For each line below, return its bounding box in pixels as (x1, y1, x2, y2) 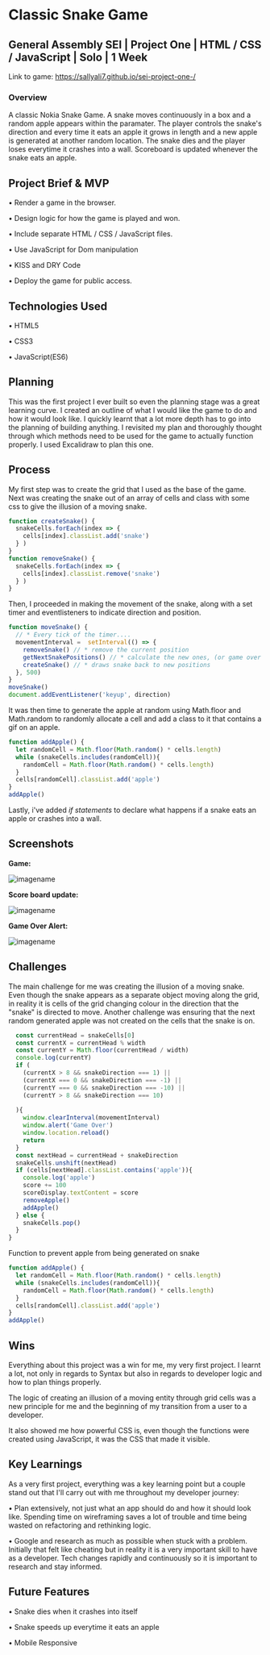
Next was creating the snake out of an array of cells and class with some (8, 493, 250, 502)
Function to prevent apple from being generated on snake (8, 1249, 200, 1258)
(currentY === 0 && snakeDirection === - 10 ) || (23, 1083, 185, 1092)
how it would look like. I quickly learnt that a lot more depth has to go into (8, 414, 251, 423)
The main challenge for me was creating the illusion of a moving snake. (8, 982, 245, 991)
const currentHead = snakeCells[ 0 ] (15, 1031, 135, 1040)
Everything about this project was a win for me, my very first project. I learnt (8, 1360, 261, 1369)
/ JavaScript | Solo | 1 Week (8, 50, 147, 64)
